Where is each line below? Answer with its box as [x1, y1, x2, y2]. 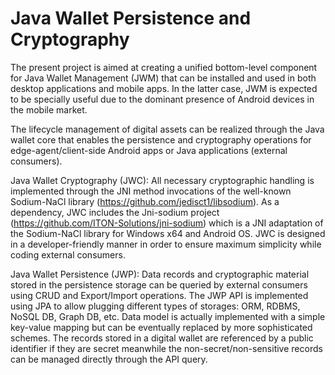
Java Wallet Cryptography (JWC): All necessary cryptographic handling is [10, 174, 315, 186]
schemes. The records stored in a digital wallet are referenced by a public [10, 332, 314, 344]
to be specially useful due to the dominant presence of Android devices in [10, 93, 315, 105]
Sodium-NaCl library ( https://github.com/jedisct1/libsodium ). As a [10, 195, 280, 207]
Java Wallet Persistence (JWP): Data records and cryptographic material [10, 268, 310, 280]
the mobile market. [10, 103, 88, 116]
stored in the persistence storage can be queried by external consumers [10, 278, 308, 291]
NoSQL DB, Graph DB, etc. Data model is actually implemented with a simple [10, 310, 326, 322]
